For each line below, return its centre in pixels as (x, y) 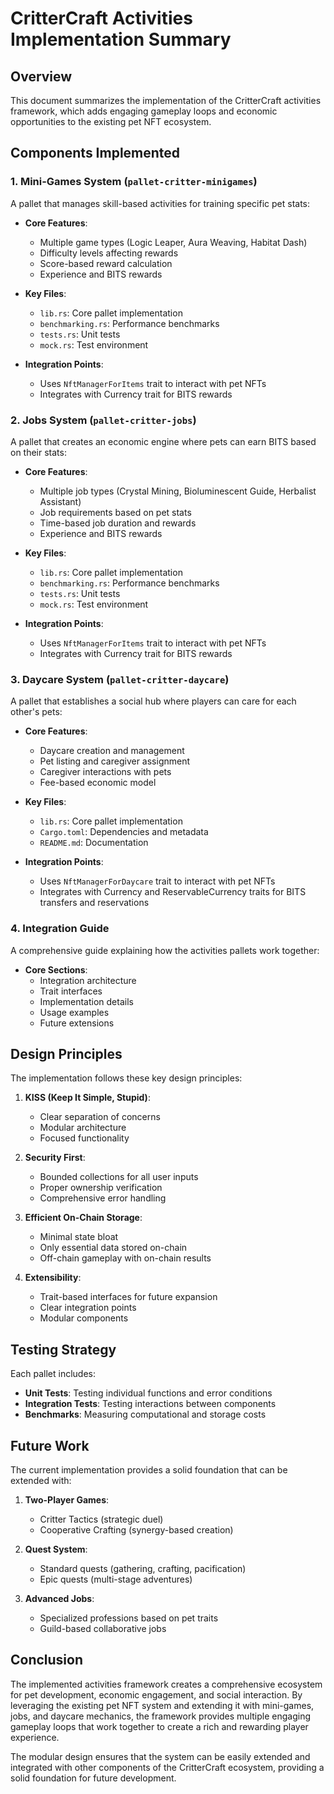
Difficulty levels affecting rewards (109, 253)
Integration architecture (88, 980)
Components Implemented (95, 153)
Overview (41, 76)
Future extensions (77, 1023)
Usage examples (74, 1012)
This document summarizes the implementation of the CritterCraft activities (166, 100)
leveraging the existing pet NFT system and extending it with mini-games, (162, 1705)
